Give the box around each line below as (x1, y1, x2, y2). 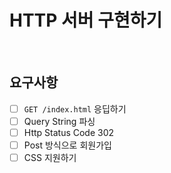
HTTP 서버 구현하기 (9, 9, 163, 32)
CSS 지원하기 (23, 152, 77, 163)
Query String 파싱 (23, 115, 96, 127)
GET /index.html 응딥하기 (23, 102, 127, 115)
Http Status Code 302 (23, 126, 115, 138)
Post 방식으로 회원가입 (23, 139, 112, 151)
